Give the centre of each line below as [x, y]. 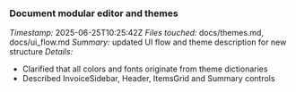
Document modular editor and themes [94, 13]
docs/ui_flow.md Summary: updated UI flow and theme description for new [148, 42]
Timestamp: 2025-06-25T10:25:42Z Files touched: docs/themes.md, [137, 33]
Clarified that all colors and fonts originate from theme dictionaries [145, 69]
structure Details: [41, 52]
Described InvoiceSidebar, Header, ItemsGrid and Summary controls [148, 79]
